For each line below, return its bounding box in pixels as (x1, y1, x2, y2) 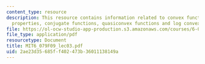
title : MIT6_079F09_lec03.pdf (6, 43, 84, 49)
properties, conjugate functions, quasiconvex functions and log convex (12, 20, 201, 26)
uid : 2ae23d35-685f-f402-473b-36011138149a (6, 49, 119, 55)
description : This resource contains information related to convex (6, 15, 184, 21)
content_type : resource (6, 9, 67, 15)
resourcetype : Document (6, 37, 67, 43)
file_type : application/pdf (6, 32, 78, 38)
